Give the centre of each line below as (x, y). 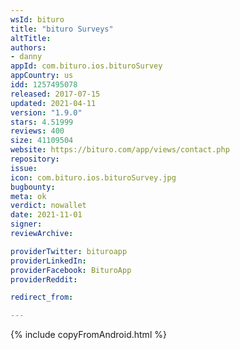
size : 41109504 (42, 141)
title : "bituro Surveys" (62, 29)
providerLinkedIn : (48, 261)
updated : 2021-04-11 (53, 103)
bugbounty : (33, 187)
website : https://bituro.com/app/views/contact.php (120, 150)
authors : (28, 47)
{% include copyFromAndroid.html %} (88, 335)
